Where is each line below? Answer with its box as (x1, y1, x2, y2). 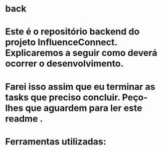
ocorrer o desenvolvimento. (5, 58, 124, 69)
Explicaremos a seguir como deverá (5, 47, 157, 59)
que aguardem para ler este (25, 102, 142, 113)
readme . (5, 113, 43, 124)
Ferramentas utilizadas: (5, 136, 106, 147)
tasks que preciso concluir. (5, 91, 120, 103)
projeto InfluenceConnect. (5, 37, 117, 48)
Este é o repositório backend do (5, 26, 140, 38)
